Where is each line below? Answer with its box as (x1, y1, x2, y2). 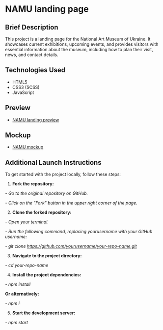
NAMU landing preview (12, 117, 59, 122)
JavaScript (12, 90, 34, 95)
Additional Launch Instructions (5, 158, 102, 167)
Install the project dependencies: (12, 272, 81, 278)
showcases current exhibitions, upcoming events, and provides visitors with (5, 41, 159, 47)
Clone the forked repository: (12, 210, 72, 215)
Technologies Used (5, 66, 65, 74)
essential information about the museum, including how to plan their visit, (5, 47, 153, 52)
